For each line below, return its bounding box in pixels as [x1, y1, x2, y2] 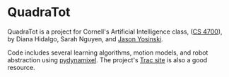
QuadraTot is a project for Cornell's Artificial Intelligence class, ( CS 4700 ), [7, 27, 223, 36]
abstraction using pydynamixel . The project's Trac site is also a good [7, 55, 208, 64]
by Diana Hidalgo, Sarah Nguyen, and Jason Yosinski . [7, 34, 164, 43]
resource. [7, 63, 35, 71]
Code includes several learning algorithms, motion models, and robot [7, 48, 209, 57]
